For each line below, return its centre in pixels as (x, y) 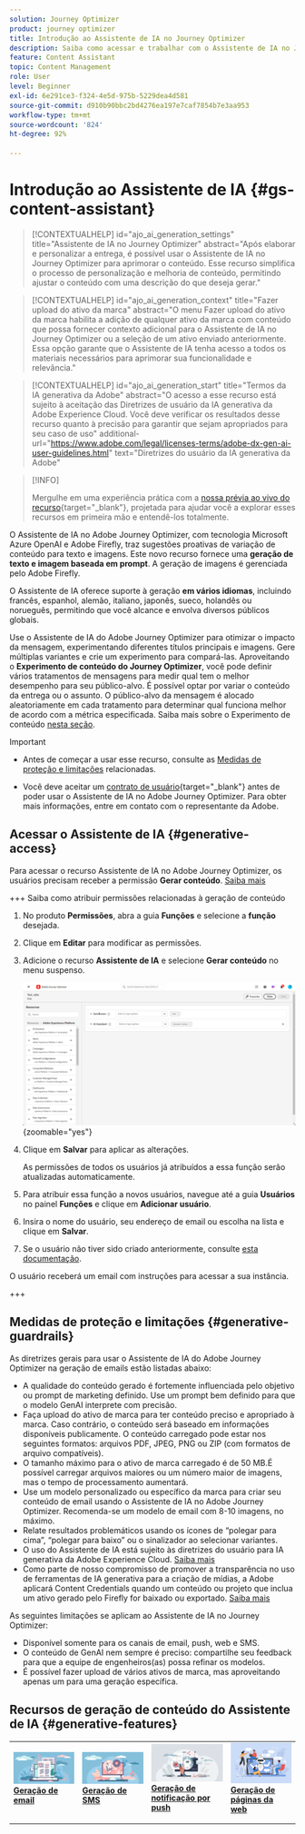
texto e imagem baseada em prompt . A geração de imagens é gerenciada (148, 563)
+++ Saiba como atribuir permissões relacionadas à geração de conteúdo (148, 897)
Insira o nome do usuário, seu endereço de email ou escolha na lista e (153, 1222)
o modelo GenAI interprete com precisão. (99, 1404)
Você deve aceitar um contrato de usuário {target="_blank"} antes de (151, 787)
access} (33, 849)
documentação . (52, 1259)
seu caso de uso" (64, 433)
